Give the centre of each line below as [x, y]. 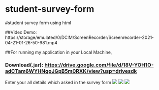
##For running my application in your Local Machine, [59, 52]
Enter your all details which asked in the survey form [58, 83]
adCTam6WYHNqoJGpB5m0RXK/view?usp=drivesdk [71, 71]
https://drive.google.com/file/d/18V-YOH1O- [99, 65]
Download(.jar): [24, 65]
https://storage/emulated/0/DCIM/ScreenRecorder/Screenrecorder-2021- [79, 37]
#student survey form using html [38, 23]
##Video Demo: [21, 32]
